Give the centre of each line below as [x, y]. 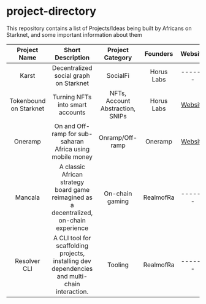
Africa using [72, 149]
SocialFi [118, 75]
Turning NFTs [72, 97]
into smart [72, 104]
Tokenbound [28, 101]
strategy [72, 182]
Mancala [27, 197]
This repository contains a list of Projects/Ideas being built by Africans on [99, 28]
